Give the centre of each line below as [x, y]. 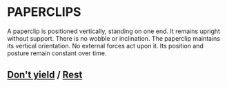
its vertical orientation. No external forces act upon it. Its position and [105, 46]
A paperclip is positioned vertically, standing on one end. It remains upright [114, 31]
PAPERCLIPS [44, 12]
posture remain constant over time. [57, 53]
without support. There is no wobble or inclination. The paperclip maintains [114, 38]
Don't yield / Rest [45, 75]
